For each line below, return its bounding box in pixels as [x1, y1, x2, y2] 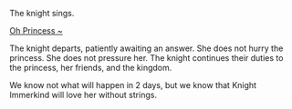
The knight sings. [9, 8, 75, 18]
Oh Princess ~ [9, 25, 64, 35]
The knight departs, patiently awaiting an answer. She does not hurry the [9, 43, 284, 54]
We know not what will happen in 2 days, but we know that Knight [9, 80, 257, 90]
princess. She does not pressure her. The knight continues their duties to [9, 53, 284, 63]
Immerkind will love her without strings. [9, 90, 158, 100]
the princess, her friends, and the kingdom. [9, 63, 172, 73]
